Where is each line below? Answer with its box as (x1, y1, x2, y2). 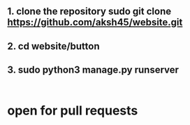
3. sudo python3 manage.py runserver (7, 64, 180, 76)
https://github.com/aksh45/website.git (7, 17, 183, 29)
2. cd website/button (7, 40, 100, 52)
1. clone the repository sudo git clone (7, 6, 172, 17)
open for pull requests (7, 103, 138, 119)
